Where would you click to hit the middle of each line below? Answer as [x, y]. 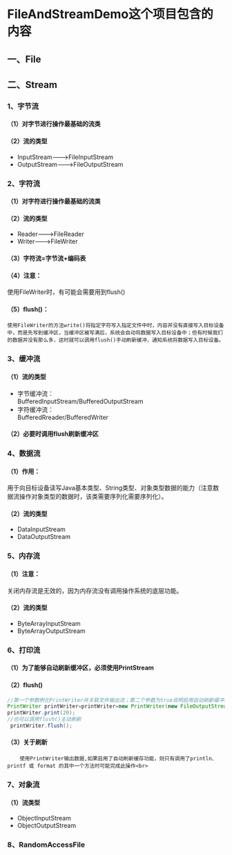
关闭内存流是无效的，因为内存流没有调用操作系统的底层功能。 [95, 590]
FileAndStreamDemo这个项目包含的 [110, 14]
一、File [24, 59]
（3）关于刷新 [28, 742]
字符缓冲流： [35, 410]
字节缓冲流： [35, 393]
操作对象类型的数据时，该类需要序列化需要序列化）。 [93, 497]
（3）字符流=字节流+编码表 [47, 258]
